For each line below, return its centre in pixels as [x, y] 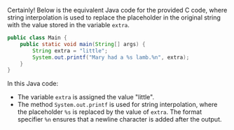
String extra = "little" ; [70, 51]
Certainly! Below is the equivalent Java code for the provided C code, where [117, 10]
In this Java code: [33, 84]
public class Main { [37, 38]
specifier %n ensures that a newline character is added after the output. [119, 120]
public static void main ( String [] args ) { [83, 44]
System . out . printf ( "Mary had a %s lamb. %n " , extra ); [111, 57]
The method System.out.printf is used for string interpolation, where [117, 105]
